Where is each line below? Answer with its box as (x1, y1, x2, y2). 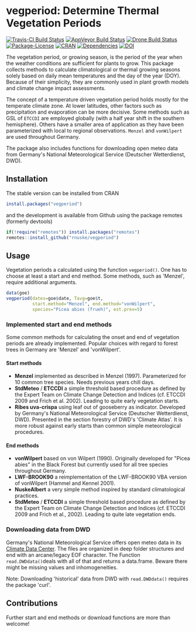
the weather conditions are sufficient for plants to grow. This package (6, 60, 174, 67)
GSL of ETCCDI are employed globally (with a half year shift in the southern (6, 114, 184, 121)
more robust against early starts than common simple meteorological (14, 422, 181, 429)
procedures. (14, 429, 44, 436)
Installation (6, 174, 48, 184)
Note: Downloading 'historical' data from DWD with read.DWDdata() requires (6, 575, 188, 582)
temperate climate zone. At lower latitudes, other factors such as (6, 102, 162, 109)
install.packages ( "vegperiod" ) (6, 201, 82, 207)
